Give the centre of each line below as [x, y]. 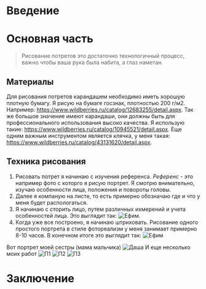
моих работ [22, 253]
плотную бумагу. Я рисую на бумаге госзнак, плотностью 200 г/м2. [96, 103]
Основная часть [50, 39]
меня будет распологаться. [51, 202]
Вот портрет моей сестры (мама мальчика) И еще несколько [98, 247]
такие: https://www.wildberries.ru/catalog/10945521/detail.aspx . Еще [94, 129]
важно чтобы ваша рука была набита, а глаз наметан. [92, 63]
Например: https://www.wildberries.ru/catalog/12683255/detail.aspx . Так [100, 109]
